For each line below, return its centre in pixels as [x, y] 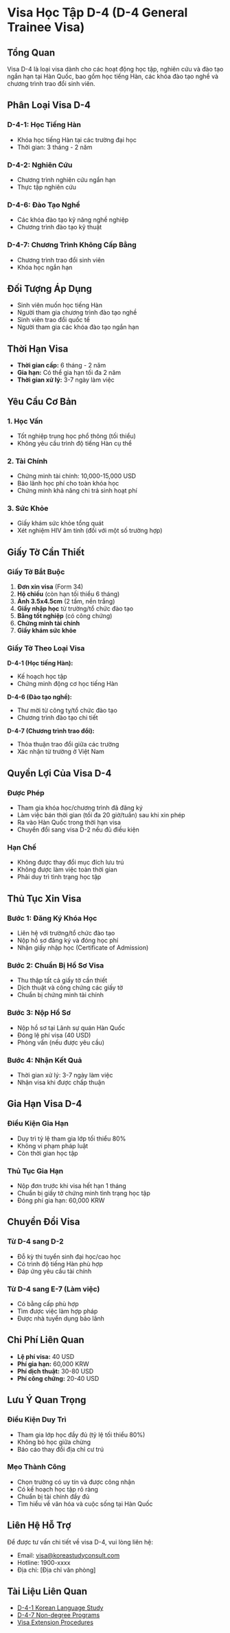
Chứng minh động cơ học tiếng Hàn [68, 684]
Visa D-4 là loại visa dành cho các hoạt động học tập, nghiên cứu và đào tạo [115, 69]
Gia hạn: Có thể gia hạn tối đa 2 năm [69, 373]
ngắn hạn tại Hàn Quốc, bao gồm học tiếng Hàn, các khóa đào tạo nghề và [113, 76]
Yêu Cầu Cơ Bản [42, 401]
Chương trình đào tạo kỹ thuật [59, 227]
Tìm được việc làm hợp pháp [57, 1311]
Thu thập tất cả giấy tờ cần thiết [62, 981]
